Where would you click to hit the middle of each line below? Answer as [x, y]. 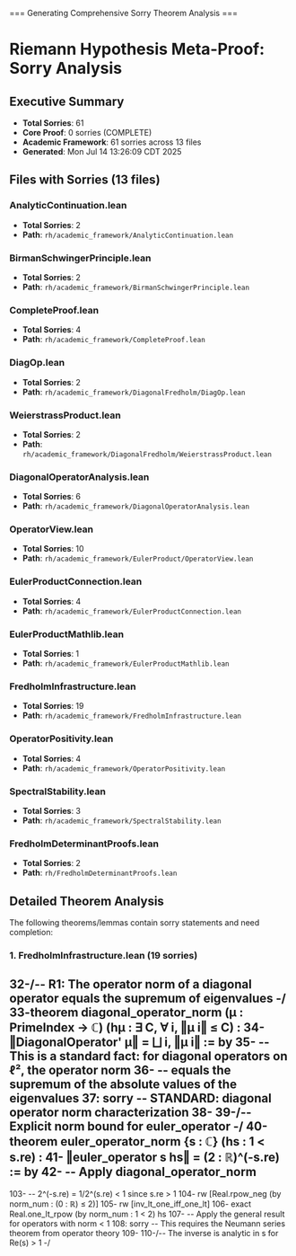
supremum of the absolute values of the [123, 1085]
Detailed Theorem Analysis [87, 901]
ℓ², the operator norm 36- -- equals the [120, 1070]
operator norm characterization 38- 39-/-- [131, 1113]
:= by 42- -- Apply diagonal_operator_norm [133, 1172]
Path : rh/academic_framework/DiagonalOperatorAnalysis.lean [135, 506]
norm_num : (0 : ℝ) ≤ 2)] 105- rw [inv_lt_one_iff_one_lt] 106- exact [131, 1204]
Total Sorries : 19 [53, 706]
